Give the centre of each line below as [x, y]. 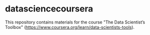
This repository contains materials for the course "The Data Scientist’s [75, 22]
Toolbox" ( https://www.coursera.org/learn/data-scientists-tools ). [70, 27]
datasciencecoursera [49, 9]
